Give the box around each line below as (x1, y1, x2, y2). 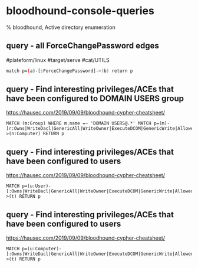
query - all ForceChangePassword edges (6, 41, 159, 51)
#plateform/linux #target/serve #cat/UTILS (6, 56, 110, 63)
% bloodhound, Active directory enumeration (6, 24, 116, 31)
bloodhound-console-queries (6, 4, 154, 18)
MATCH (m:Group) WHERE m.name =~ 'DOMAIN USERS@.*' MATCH (6, 120, 151, 126)
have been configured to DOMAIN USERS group (6, 93, 184, 104)
